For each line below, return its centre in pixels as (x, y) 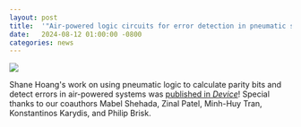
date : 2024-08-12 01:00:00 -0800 (76, 34)
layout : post (34, 17)
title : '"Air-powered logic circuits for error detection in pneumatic (148, 26)
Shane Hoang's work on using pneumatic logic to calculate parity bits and (146, 85)
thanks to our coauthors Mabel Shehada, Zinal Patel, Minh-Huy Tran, (136, 104)
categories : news (42, 42)
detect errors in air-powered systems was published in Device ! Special (140, 94)
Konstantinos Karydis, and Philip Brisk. (80, 114)
